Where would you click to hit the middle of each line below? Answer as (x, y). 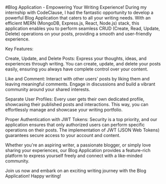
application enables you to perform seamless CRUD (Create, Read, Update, (82, 28)
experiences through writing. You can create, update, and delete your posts (83, 64)
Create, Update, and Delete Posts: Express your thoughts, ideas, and (76, 58)
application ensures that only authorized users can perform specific (75, 125)
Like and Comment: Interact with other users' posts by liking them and (77, 79)
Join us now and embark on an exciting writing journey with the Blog (76, 170)
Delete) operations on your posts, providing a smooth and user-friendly (78, 34)
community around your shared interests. (48, 89)
